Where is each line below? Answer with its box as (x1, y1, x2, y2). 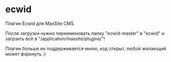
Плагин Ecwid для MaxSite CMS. (5, 20, 75, 26)
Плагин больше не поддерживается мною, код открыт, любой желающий (5, 45, 166, 51)
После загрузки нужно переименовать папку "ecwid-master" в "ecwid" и (5, 30, 165, 36)
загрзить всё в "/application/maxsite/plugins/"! (5, 36, 105, 42)
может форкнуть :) (5, 51, 46, 57)
